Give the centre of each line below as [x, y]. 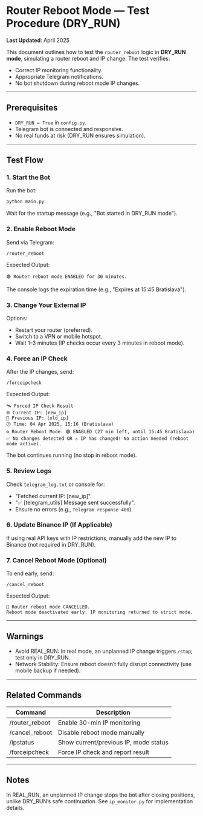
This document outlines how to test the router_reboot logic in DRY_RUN [96, 52]
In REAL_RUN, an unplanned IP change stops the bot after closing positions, [101, 795]
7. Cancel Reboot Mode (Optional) [56, 560]
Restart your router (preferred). [53, 330]
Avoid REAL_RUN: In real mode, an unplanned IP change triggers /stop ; [104, 651]
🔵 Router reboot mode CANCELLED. [48, 607]
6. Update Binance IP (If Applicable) [60, 525]
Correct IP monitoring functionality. [59, 70]
